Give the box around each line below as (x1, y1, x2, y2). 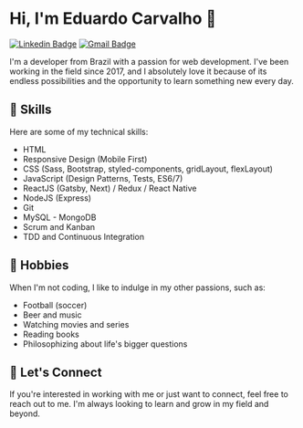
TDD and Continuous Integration (22, 231, 145, 242)
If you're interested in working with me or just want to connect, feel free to (9, 389, 289, 400)
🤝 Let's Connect (9, 364, 102, 380)
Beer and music (22, 309, 82, 320)
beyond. (9, 408, 41, 419)
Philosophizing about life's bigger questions (22, 338, 188, 350)
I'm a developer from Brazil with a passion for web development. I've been (9, 56, 289, 67)
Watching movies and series (22, 318, 130, 329)
